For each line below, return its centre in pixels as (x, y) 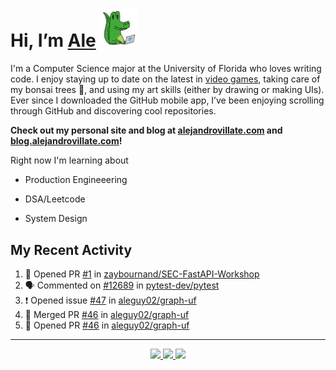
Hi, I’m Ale (53, 40)
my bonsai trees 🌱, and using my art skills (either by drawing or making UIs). (167, 90)
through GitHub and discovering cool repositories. (113, 111)
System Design (56, 219)
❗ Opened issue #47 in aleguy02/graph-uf (110, 300)
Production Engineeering (76, 180)
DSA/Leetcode (55, 199)
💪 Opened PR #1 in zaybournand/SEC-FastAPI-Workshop (142, 274)
